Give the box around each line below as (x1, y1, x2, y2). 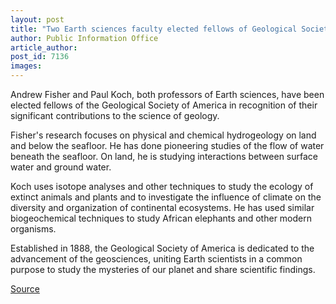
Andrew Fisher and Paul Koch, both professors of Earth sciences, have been (10, 89, 325, 100)
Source (10, 283, 40, 295)
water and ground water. (10, 161, 112, 173)
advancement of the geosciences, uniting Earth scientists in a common (10, 253, 303, 265)
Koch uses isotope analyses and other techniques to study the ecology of (10, 181, 314, 192)
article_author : (10, 42, 78, 53)
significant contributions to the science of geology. (10, 110, 220, 121)
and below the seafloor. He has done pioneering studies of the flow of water (10, 140, 325, 151)
